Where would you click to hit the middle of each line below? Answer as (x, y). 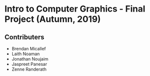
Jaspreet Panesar (29, 64)
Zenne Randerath (29, 69)
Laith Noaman (26, 54)
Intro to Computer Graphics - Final (75, 9)
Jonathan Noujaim (30, 59)
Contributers (25, 37)
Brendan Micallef (29, 49)
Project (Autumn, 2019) (53, 19)
